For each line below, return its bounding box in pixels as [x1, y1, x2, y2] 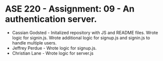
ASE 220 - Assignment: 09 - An [5, 3, 135, 15]
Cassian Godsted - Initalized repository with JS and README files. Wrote [12, 30, 158, 35]
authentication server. [5, 14, 97, 25]
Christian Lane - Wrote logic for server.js [12, 50, 94, 56]
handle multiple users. [12, 40, 57, 46]
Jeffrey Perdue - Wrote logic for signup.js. [12, 45, 97, 51]
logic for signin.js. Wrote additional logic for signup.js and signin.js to [12, 35, 150, 41]
